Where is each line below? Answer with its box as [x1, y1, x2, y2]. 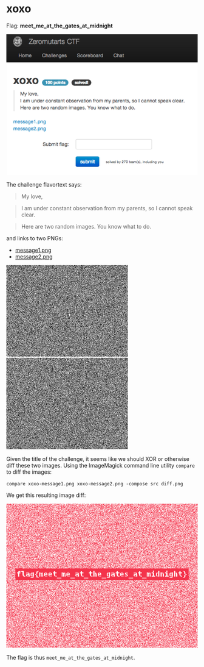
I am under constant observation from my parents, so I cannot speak [21, 204, 193, 212]
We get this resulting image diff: [6, 491, 86, 499]
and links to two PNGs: [6, 234, 64, 242]
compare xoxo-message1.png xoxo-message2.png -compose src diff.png [6, 480, 183, 487]
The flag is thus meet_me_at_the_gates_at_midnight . [6, 654, 135, 661]
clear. [21, 211, 35, 218]
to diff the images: [6, 468, 52, 476]
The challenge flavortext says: [6, 180, 82, 188]
